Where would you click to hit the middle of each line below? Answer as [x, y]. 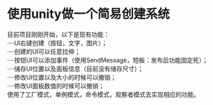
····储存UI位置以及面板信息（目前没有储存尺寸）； [76, 69]
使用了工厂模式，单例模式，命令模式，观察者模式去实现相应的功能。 [103, 94]
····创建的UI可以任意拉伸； [44, 51]
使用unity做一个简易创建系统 [89, 14]
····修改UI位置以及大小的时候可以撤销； [62, 77]
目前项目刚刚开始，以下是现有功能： [58, 34]
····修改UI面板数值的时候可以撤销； [56, 86]
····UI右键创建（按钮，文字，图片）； [57, 43]
